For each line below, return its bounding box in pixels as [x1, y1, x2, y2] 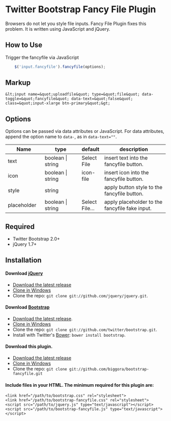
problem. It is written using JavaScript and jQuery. [5, 26, 110, 32]
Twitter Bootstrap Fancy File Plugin [5, 4, 156, 15]
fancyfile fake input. [104, 205, 152, 212]
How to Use [5, 41, 43, 50]
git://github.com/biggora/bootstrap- [69, 367, 149, 372]
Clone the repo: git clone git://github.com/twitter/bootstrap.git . [12, 326, 157, 333]
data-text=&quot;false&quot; [71, 96, 133, 102]
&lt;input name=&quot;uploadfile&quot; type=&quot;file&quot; [5, 92, 140, 97]
